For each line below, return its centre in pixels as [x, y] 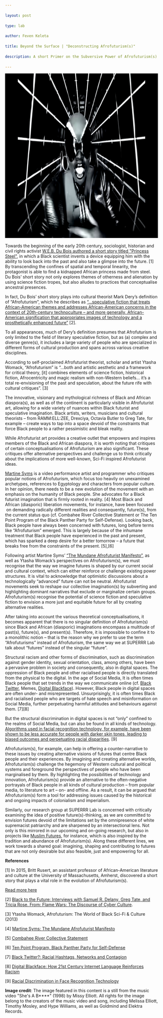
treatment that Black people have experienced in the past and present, [75, 536]
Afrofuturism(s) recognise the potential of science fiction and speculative [78, 597]
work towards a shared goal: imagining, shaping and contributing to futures [80, 846]
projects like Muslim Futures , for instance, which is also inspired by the [76, 836]
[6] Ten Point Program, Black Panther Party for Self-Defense [65, 948]
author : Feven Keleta [27, 36]
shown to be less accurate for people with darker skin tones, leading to [76, 734]
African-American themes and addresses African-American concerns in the [81, 307]
